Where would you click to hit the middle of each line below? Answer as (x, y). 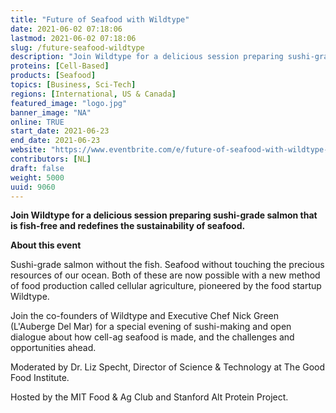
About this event (46, 245)
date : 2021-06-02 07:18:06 (66, 29)
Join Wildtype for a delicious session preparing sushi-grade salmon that (164, 215)
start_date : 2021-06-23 (60, 131)
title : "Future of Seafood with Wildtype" (100, 19)
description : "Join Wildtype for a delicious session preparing (147, 57)
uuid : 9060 (33, 187)
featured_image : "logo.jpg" (69, 103)
